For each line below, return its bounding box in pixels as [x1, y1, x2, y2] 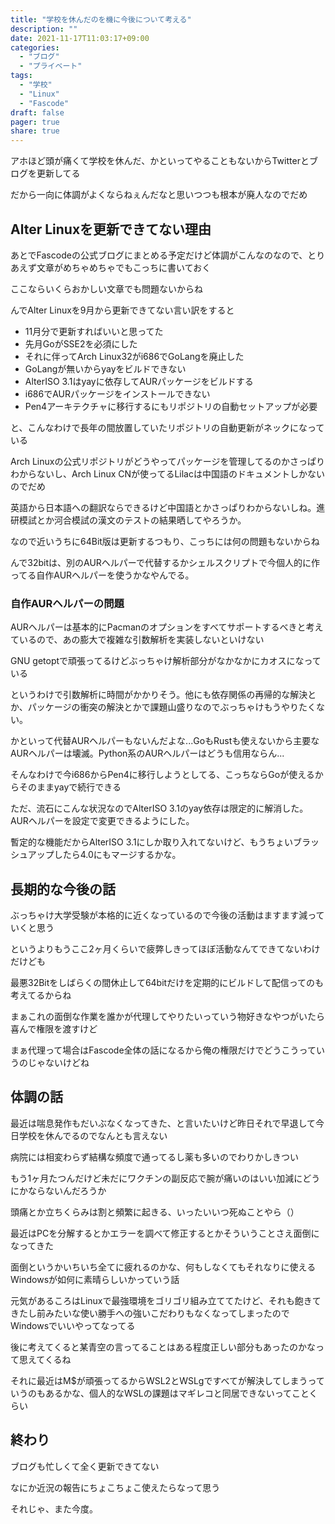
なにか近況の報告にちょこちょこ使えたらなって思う [10, 1481, 221, 1493]
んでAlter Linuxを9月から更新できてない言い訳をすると [10, 304, 235, 316]
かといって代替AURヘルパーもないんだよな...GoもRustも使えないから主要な [10, 735, 320, 747]
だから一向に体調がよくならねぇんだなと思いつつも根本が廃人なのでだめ [10, 189, 308, 201]
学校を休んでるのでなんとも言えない [18, 1129, 168, 1141]
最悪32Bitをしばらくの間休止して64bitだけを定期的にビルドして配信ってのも [10, 977, 325, 989]
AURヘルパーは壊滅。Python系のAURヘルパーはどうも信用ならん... [10, 747, 285, 760]
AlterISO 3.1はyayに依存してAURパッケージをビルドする [24, 375, 254, 387]
